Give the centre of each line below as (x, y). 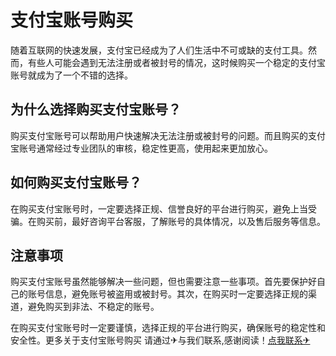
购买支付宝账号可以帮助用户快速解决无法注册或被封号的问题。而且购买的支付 (168, 135)
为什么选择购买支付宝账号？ (96, 109)
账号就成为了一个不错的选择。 (71, 75)
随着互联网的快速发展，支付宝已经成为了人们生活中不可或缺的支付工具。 (159, 50)
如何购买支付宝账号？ (76, 182)
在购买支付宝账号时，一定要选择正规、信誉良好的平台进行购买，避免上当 (159, 208)
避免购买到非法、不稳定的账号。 (93, 307)
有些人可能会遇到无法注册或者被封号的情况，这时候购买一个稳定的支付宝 (176, 62)
